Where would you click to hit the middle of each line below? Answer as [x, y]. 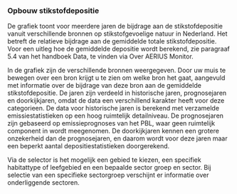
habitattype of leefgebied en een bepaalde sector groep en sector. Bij [109, 168]
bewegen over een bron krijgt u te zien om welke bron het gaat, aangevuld [116, 78]
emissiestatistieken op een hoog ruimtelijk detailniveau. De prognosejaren [116, 116]
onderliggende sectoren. [43, 183]
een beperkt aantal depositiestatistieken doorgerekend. [89, 146]
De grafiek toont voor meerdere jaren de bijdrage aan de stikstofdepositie [115, 26]
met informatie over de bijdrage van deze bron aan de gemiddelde [104, 86]
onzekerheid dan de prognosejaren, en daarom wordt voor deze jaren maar [117, 138]
